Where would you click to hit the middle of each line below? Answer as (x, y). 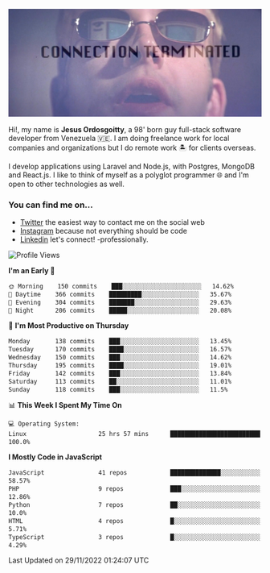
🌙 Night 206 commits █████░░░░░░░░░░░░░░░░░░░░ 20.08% (120, 311)
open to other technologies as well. (66, 184)
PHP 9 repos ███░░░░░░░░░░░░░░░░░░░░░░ (135, 489)
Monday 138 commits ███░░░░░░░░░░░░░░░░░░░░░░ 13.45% (120, 342)
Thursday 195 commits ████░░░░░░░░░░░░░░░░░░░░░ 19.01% (120, 366)
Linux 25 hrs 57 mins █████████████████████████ (135, 434)
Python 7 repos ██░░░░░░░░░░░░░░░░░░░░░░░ (135, 505)
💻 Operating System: (44, 424)
